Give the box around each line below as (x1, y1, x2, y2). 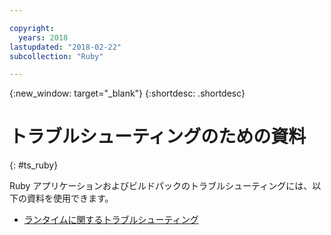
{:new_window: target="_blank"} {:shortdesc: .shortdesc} (9, 87, 246, 100)
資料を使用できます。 (26, 192, 114, 205)
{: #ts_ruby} (9, 159, 59, 171)
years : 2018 (18, 32, 69, 43)
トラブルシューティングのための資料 (9, 126, 307, 148)
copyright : (9, 23, 55, 33)
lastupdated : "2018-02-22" (9, 42, 122, 52)
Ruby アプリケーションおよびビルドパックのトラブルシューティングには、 (9, 180, 313, 192)
